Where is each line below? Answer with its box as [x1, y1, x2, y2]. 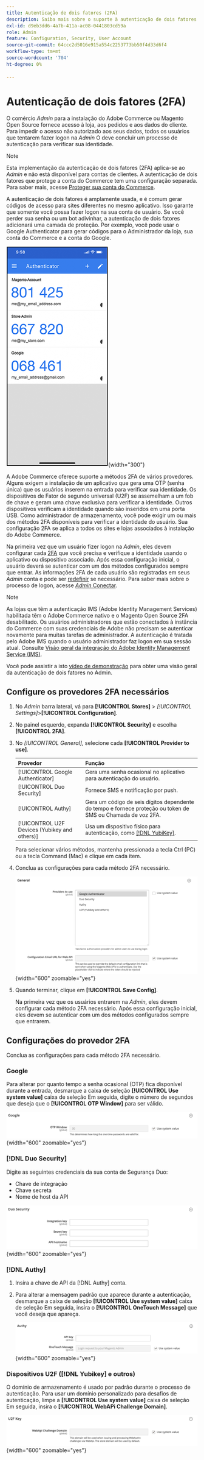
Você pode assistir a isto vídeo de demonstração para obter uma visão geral [6, 663, 197, 670]
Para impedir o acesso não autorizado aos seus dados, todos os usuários [6, 128, 190, 135]
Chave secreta [15, 1187, 52, 1194]
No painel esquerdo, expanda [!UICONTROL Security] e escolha [15, 721, 177, 728]
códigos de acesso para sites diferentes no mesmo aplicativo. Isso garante [6, 202, 194, 210]
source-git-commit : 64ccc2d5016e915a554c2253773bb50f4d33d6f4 [6, 42, 167, 48]
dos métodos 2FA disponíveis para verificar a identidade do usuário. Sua [6, 518, 188, 526]
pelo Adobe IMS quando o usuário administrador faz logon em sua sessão [6, 638, 192, 645]
